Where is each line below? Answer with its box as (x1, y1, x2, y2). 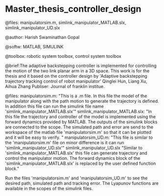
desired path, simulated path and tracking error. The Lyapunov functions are (5, 180, 159, 186)
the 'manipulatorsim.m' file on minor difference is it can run (5, 139, 124, 145)
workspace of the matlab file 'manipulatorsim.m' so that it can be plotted (5, 129, 152, 135)
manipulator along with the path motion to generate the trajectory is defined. (5, 98, 159, 104)
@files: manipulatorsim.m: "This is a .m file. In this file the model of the (5, 93, 147, 99)
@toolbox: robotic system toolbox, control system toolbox (5, 53, 121, 59)
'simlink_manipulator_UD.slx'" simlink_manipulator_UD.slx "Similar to (5, 145, 143, 151)
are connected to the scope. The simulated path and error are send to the (5, 124, 153, 130)
